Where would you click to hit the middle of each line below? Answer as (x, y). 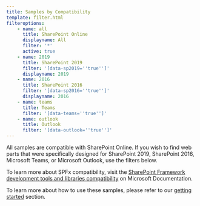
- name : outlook (38, 119)
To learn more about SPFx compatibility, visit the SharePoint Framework (96, 172)
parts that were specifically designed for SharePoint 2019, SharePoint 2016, (100, 154)
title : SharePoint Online (55, 35)
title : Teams (39, 108)
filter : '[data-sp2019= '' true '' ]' (66, 68)
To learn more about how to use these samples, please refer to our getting (99, 190)
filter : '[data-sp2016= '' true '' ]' (66, 91)
